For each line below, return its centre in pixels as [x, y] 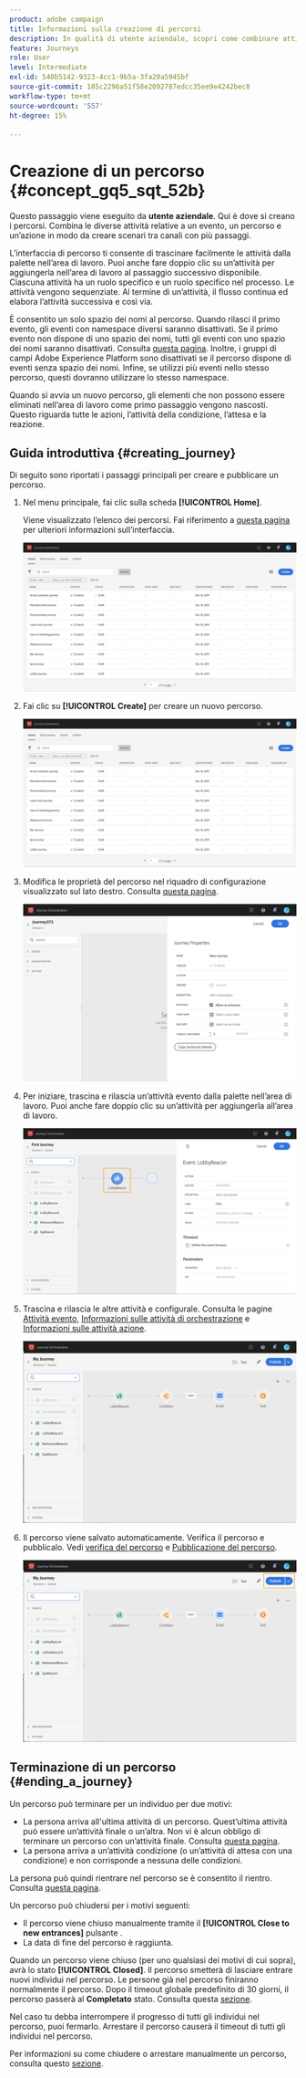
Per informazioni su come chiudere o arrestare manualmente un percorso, [148, 2053]
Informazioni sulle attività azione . [85, 1329]
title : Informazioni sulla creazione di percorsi [106, 29]
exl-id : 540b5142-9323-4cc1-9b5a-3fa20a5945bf [99, 78]
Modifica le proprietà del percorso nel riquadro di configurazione [144, 882]
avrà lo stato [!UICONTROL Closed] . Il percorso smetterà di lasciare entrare [151, 1969]
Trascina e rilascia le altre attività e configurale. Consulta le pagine [148, 1309]
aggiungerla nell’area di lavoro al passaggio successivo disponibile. [136, 273]
